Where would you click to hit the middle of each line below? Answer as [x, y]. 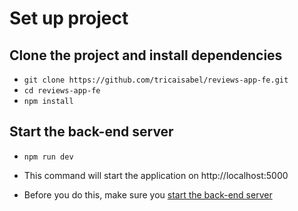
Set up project [69, 18]
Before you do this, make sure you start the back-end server [148, 194]
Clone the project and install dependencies [146, 55]
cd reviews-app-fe [62, 91]
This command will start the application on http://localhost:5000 [156, 175]
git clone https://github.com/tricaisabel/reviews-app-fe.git [156, 80]
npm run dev [48, 157]
